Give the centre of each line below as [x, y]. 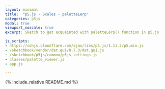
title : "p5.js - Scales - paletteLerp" [47, 14]
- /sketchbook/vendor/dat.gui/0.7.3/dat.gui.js [55, 50]
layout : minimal [22, 10]
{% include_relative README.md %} [42, 82]
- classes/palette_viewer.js [35, 59]
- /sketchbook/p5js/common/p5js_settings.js [51, 55]
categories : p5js [23, 19]
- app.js [14, 64]
